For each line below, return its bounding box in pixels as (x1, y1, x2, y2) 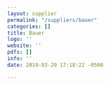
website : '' (7, 42, 42, 49)
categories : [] (7, 23, 51, 30)
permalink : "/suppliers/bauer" (7, 17, 98, 23)
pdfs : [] (7, 49, 33, 56)
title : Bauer (7, 29, 45, 37)
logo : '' (7, 36, 33, 43)
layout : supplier (7, 10, 57, 17)
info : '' (7, 55, 33, 62)
